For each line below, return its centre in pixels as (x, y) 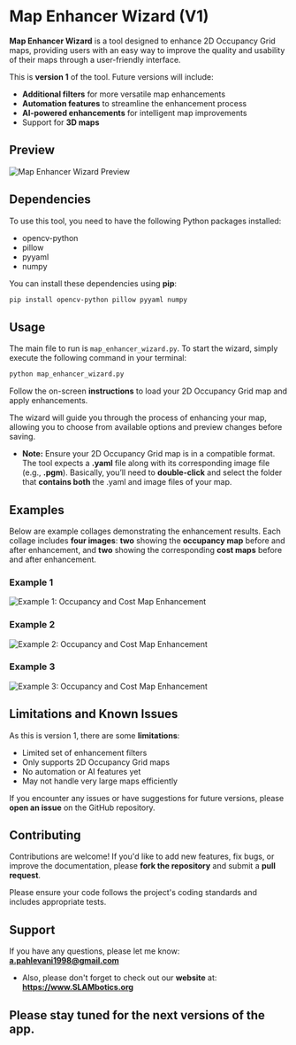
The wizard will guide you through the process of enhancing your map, (138, 417)
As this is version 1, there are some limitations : (95, 735)
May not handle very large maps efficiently (100, 781)
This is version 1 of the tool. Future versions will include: (111, 76)
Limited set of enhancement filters (84, 753)
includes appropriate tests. (58, 902)
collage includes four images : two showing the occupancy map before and (147, 540)
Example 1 (31, 582)
